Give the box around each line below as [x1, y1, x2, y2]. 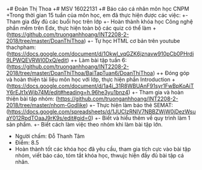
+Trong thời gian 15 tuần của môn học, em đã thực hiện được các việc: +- [6, 11, 189, 19]
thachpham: [6, 44, 36, 51]
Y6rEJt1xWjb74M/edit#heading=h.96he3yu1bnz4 [6, 89, 128, 96]
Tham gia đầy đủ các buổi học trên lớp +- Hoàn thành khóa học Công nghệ [6, 18, 193, 25]
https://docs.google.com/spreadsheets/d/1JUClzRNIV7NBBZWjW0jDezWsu [8, 108, 196, 115]
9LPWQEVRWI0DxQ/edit [6, 57, 68, 64]
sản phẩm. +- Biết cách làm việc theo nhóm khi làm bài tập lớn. [6, 121, 163, 128]
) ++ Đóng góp [153, 70, 190, 76]
